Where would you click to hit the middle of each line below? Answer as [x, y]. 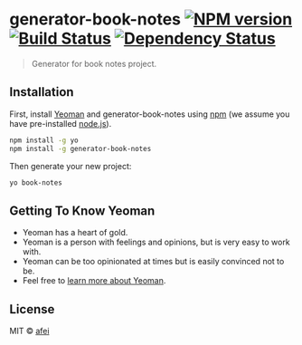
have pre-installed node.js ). [61, 123]
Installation [42, 92]
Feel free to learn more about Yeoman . [94, 281]
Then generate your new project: [71, 166]
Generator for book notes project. [94, 63]
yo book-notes [36, 182]
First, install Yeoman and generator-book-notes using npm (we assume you [150, 114]
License [32, 309]
